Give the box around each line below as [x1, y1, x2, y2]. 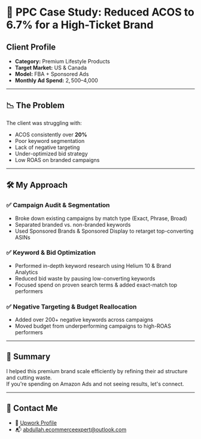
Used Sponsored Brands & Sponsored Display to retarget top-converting [14, 227, 194, 234]
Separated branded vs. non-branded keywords [14, 221, 131, 228]
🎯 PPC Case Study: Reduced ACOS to [6, 5, 194, 19]
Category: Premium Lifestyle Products [14, 58, 111, 65]
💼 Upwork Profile [14, 419, 57, 426]
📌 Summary [6, 352, 51, 362]
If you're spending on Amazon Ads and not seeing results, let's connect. [6, 380, 184, 388]
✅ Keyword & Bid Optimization [6, 248, 96, 257]
